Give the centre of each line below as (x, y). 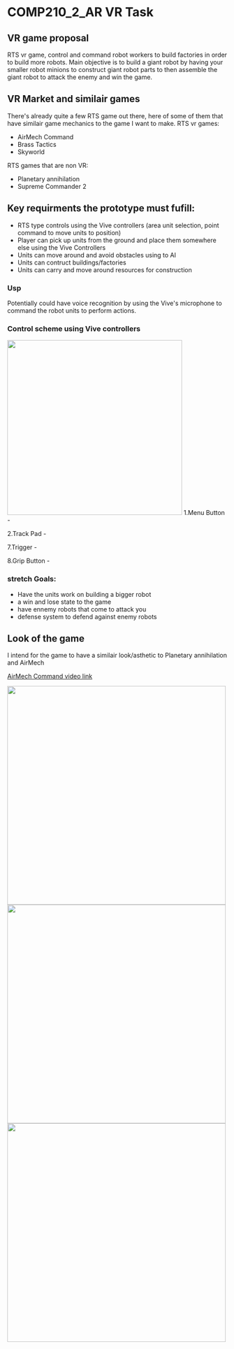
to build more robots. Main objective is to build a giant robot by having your (115, 62)
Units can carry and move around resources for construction (104, 269)
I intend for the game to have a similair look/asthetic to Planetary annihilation (117, 656)
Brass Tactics (37, 144)
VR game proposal (48, 38)
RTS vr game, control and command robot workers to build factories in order (117, 55)
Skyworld (31, 152)
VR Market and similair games (74, 99)
